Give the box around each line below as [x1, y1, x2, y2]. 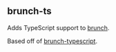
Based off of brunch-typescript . [7, 37, 98, 45]
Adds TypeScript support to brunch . [7, 23, 110, 31]
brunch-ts [7, 5, 52, 17]
